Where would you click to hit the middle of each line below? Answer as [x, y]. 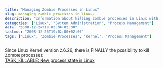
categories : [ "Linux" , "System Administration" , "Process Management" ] [79, 23]
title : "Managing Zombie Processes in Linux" [52, 9]
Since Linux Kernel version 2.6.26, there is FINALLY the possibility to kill [77, 50]
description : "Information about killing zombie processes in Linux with [82, 18]
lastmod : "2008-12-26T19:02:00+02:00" [44, 32]
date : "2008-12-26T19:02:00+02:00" [41, 27]
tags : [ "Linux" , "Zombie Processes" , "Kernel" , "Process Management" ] [78, 37]
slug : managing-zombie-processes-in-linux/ [50, 14]
